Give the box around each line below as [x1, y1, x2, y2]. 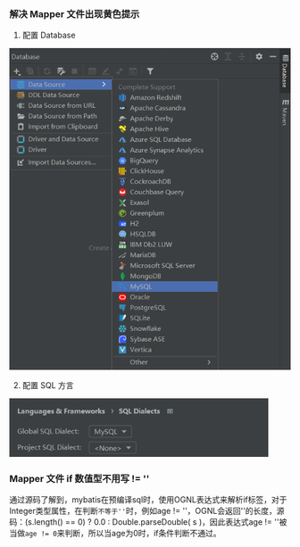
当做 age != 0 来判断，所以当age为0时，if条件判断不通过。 [9, 528, 221, 539]
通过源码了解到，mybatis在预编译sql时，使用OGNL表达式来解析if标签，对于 [9, 494, 287, 505]
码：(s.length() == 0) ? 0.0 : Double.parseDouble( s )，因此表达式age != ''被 [9, 517, 287, 527]
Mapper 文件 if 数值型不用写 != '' [9, 473, 150, 485]
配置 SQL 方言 [21, 380, 74, 391]
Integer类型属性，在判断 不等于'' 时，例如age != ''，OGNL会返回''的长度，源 [9, 506, 285, 517]
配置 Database [21, 29, 76, 41]
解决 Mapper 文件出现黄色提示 [9, 7, 140, 20]
